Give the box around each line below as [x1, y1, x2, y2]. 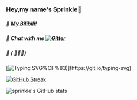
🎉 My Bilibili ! [6, 20, 37, 27]
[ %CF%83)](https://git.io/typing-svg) [6, 64, 132, 71]
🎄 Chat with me [6, 35, 44, 42]
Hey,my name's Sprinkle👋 [6, 5, 81, 14]
